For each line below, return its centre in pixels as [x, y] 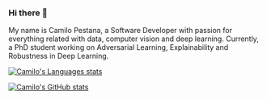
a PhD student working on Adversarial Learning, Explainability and [119, 47]
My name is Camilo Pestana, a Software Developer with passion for [121, 31]
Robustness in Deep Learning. [59, 56]
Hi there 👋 [28, 13]
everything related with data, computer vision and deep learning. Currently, [133, 39]
